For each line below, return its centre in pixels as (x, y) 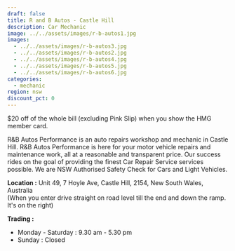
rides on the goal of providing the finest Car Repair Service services (106, 162)
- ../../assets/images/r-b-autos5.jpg (70, 66)
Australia (20, 190)
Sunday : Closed (41, 240)
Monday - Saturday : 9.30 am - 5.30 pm (74, 232)
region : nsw (25, 92)
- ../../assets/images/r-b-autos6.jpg (70, 72)
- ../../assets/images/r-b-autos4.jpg (70, 60)
